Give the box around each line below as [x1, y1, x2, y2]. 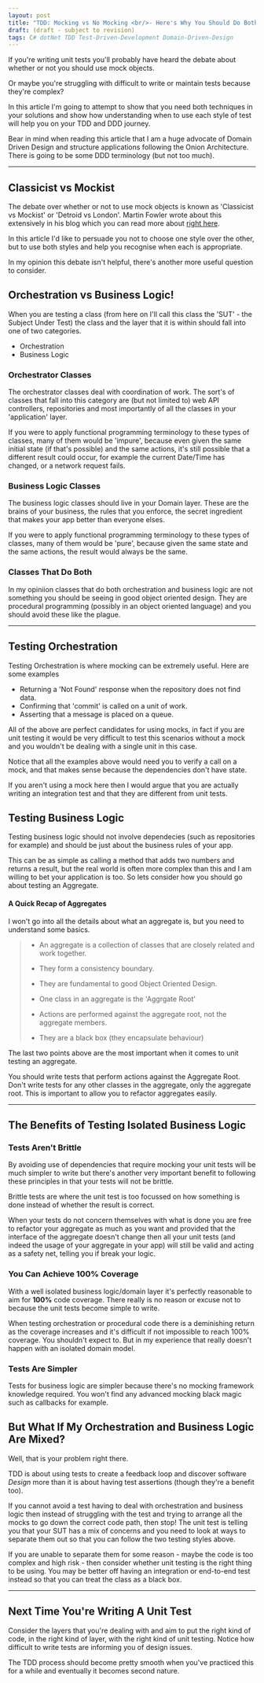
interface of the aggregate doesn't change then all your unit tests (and [8, 1232, 236, 1242]
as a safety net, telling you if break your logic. [8, 1249, 156, 1258]
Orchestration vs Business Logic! [8, 289, 174, 302]
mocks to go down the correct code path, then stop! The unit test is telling [8, 1517, 248, 1526]
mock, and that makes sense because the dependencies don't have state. [8, 764, 247, 775]
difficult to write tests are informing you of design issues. [8, 1642, 192, 1652]
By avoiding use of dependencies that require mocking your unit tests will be [8, 1160, 257, 1169]
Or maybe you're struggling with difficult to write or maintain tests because [8, 79, 251, 88]
